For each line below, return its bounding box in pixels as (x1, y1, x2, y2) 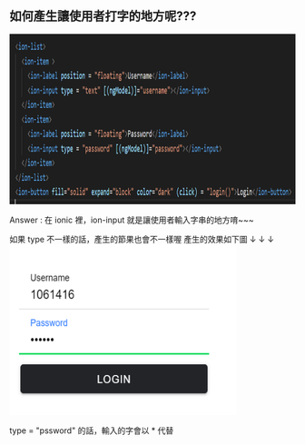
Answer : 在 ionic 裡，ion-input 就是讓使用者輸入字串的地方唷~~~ (9, 214, 254, 225)
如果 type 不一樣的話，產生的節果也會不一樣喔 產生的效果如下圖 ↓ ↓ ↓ (9, 233, 275, 244)
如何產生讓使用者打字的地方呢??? (9, 8, 197, 25)
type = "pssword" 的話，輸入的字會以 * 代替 (9, 425, 174, 436)
